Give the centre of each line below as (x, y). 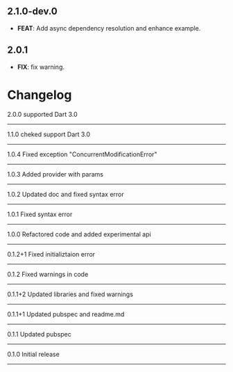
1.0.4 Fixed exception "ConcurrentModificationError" (82, 154)
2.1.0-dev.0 (32, 11)
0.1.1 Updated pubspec (39, 334)
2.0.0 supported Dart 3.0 (42, 114)
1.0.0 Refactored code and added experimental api (79, 234)
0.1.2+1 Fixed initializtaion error (51, 254)
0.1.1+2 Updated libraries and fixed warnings (70, 294)
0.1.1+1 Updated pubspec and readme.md (66, 314)
